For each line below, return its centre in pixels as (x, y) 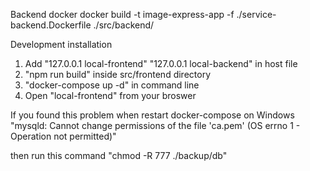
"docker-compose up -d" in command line (112, 85)
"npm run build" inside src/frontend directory (117, 74)
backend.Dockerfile (51, 25)
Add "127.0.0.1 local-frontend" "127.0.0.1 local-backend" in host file (161, 63)
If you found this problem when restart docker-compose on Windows (152, 115)
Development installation (61, 44)
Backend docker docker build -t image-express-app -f (122, 14)
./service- (256, 14)
